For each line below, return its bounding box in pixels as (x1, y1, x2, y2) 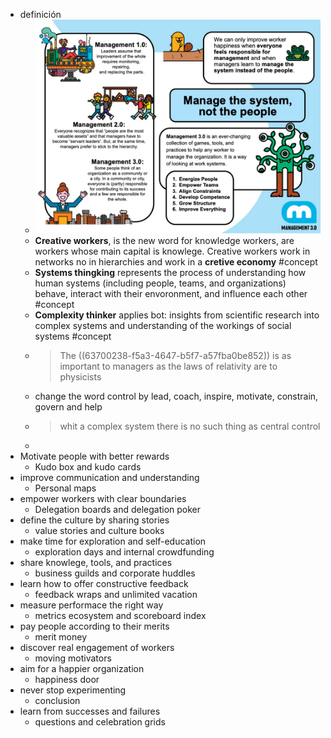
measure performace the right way (19, 599, 164, 611)
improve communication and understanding (19, 472, 200, 484)
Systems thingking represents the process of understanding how (34, 267, 307, 279)
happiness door (34, 674, 100, 686)
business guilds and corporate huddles (34, 567, 196, 579)
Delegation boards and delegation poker (34, 504, 202, 516)
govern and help (34, 401, 103, 413)
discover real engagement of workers (19, 642, 175, 654)
